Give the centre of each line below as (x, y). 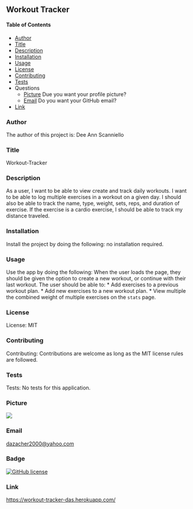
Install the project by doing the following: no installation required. (85, 244)
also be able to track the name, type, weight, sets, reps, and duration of (93, 203)
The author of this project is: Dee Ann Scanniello (65, 134)
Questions (27, 88)
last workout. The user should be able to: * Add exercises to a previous (92, 285)
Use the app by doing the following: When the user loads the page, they (94, 272)
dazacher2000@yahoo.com (40, 444)
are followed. (22, 359)
